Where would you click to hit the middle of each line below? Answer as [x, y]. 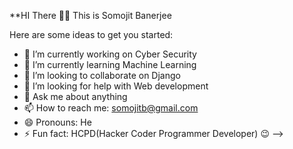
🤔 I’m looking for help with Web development [116, 86]
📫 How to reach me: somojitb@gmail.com [111, 108]
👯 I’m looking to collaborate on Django [102, 75]
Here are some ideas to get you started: [91, 34]
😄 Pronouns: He [57, 122]
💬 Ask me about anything [75, 96]
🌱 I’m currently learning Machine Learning [110, 64]
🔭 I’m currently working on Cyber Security [110, 54]
